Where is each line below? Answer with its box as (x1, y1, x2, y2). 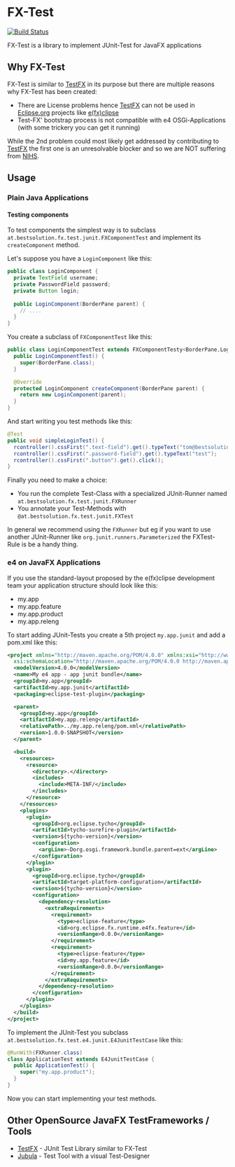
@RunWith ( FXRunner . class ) (7, 1049, 83, 1056)
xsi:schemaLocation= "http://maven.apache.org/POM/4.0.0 (13, 658, 180, 665)
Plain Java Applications (7, 193, 89, 203)
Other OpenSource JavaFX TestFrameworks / (7, 1114, 210, 1126)
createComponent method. (7, 241, 80, 249)
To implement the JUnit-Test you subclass (7, 1028, 129, 1037)
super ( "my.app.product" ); (20, 1069, 96, 1076)
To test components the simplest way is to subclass (7, 226, 156, 235)
